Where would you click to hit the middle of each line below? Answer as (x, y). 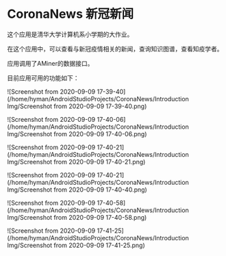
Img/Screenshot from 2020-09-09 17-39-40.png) (77, 106)
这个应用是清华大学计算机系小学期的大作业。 (70, 34)
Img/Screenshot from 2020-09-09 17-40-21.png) (76, 162)
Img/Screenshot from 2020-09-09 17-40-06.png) (77, 133)
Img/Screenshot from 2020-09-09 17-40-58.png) (77, 217)
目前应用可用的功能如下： (43, 78)
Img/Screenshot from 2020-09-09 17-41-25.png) (76, 245)
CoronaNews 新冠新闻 (71, 14)
